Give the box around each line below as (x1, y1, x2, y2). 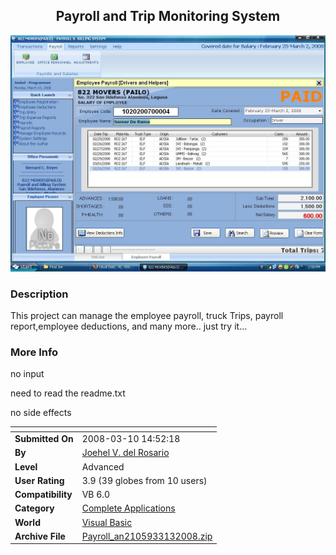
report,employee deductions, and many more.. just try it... (10, 320, 248, 333)
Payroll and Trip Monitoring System (55, 8, 281, 25)
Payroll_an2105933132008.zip (81, 530, 213, 542)
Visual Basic (81, 516, 133, 528)
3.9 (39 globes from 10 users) (81, 474, 208, 486)
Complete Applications (81, 502, 176, 514)
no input (10, 368, 45, 380)
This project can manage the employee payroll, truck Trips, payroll (10, 310, 284, 322)
